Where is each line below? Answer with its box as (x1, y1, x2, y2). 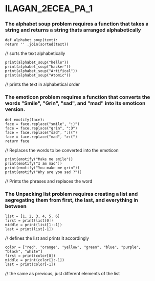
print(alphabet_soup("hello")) (5, 60, 69, 65)
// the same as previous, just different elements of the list (5, 271, 120, 277)
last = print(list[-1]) (5, 227, 54, 232)
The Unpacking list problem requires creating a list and (5, 190, 138, 197)
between (5, 203, 27, 209)
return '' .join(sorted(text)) (5, 42, 69, 47)
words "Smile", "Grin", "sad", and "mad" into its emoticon (5, 100, 146, 107)
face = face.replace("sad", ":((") (5, 130, 78, 135)
